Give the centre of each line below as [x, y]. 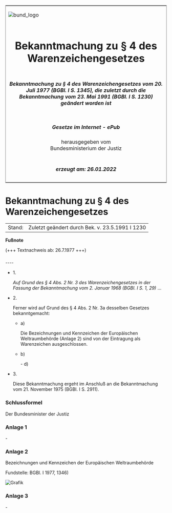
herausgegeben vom [86, 142]
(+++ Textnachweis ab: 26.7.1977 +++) [46, 250]
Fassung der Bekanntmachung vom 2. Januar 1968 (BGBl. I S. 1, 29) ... [87, 288]
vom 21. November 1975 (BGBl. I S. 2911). [56, 389]
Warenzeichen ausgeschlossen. [54, 344]
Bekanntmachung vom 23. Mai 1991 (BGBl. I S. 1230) [86, 96]
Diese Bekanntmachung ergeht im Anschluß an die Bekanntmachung [85, 384]
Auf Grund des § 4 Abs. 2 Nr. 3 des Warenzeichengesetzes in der [82, 283]
